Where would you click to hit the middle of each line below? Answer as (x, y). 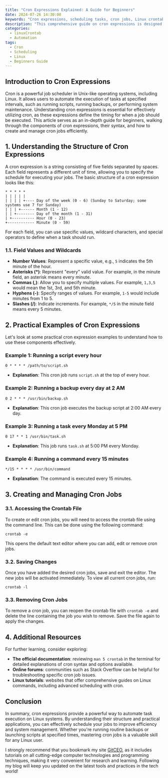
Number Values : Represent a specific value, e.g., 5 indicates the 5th (83, 261)
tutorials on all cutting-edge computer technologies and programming (77, 755)
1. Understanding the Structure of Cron (67, 147)
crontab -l (16, 587)
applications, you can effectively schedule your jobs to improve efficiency (81, 724)
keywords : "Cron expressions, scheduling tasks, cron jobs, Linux (76, 19)
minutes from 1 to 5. (33, 299)
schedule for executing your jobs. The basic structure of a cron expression (82, 177)
